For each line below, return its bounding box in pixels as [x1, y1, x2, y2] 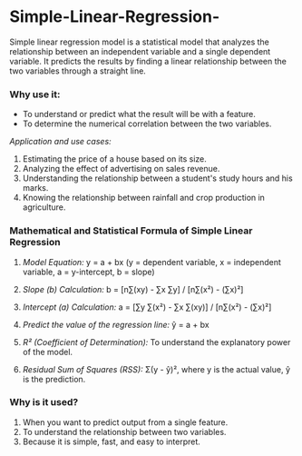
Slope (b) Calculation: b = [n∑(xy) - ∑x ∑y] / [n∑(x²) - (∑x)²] [22, 283, 244, 294]
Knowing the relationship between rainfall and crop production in [22, 193, 266, 203]
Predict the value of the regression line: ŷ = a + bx [22, 319, 210, 330]
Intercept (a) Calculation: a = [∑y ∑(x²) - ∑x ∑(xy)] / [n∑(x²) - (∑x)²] [22, 302, 272, 312]
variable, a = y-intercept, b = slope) [22, 266, 156, 277]
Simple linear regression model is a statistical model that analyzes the [9, 36, 269, 47]
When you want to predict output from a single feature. [22, 416, 229, 428]
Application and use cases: [9, 136, 112, 147]
